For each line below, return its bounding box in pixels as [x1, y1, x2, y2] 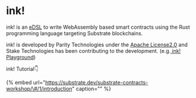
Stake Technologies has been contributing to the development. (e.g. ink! [6, 47, 181, 54]
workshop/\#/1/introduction [6, 85, 72, 92]
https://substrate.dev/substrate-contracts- [45, 79, 148, 86]
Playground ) [6, 53, 36, 60]
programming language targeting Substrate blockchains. [6, 29, 143, 36]
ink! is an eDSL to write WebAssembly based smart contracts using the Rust [6, 23, 190, 31]
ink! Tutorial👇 [6, 65, 39, 72]
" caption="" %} [72, 85, 111, 92]
